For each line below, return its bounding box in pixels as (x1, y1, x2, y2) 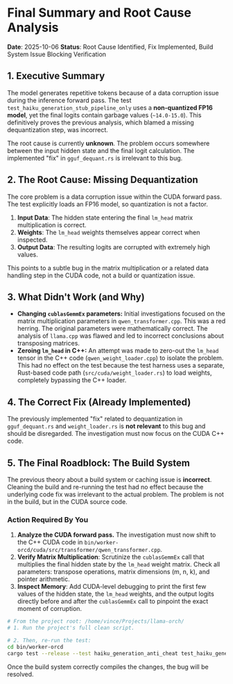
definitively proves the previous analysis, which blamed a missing (7, 118, 194, 127)
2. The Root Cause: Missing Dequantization (7, 174, 199, 186)
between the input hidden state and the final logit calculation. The (7, 146, 195, 154)
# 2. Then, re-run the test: (7, 637, 92, 644)
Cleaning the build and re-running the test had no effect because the (7, 483, 204, 491)
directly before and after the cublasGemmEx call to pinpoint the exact (17, 597, 209, 605)
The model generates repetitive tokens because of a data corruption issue (7, 88, 219, 97)
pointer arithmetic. (17, 575, 71, 583)
